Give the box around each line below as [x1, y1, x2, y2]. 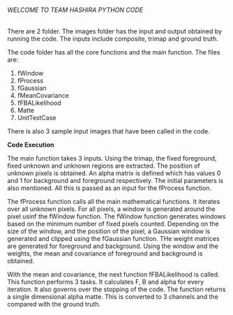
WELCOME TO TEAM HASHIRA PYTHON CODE [7, 6, 144, 14]
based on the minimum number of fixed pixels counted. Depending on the [7, 220, 220, 228]
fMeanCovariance [17, 91, 70, 100]
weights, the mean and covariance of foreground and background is [7, 249, 203, 258]
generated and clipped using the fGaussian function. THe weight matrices [7, 235, 220, 243]
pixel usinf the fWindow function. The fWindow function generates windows [7, 212, 226, 221]
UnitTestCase [17, 114, 57, 122]
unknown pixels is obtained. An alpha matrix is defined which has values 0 [7, 169, 221, 177]
